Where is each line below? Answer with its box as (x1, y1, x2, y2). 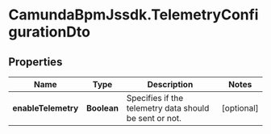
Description (147, 79, 194, 90)
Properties (8, 55, 63, 69)
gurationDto (8, 23, 91, 41)
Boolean (85, 103, 119, 114)
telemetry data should (126, 103, 210, 114)
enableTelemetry (12, 103, 79, 114)
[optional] (221, 103, 259, 114)
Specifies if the (126, 93, 184, 103)
